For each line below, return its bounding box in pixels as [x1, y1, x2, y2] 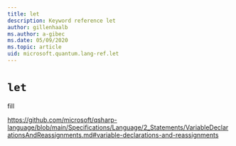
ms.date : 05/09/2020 [7, 37, 69, 44]
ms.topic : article [7, 43, 62, 51]
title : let [7, 10, 40, 18]
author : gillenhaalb [7, 24, 69, 31]
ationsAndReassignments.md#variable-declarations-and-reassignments [7, 130, 219, 139]
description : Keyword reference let [7, 17, 116, 24]
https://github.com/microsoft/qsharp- [7, 115, 117, 124]
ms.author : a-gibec [7, 30, 65, 38]
